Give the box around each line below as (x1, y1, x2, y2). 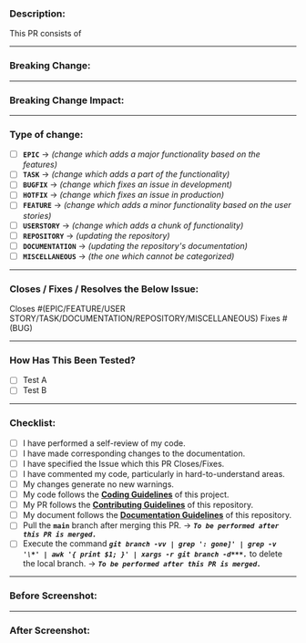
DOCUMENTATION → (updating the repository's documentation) (22, 240, 249, 251)
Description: (9, 7, 66, 20)
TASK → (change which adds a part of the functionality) (22, 169, 230, 180)
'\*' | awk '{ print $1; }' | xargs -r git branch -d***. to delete (22, 548, 283, 559)
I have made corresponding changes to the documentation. (22, 448, 246, 459)
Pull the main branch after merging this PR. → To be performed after (22, 520, 280, 531)
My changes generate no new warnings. (22, 479, 175, 490)
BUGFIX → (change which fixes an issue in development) (22, 179, 232, 190)
